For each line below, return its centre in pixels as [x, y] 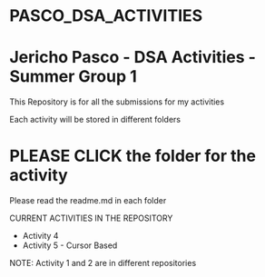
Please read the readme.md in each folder [88, 201]
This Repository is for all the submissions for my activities [117, 102]
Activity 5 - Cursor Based [70, 245]
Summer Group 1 [74, 77]
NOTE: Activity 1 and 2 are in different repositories [103, 263]
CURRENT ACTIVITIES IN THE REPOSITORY [91, 218]
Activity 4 [40, 236]
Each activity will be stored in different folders [95, 120]
